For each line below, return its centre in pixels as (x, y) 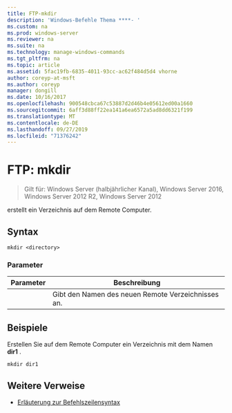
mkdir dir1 (23, 365)
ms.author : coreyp (33, 84)
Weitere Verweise (46, 386)
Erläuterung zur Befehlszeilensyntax (69, 402)
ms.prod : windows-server (43, 33)
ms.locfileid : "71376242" (44, 136)
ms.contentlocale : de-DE (43, 123)
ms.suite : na (26, 46)
